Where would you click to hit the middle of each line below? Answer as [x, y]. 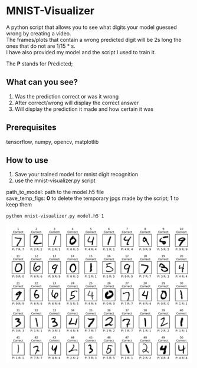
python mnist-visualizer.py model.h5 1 [55, 216]
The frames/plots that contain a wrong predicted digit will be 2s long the [94, 40]
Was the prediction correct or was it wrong [67, 96]
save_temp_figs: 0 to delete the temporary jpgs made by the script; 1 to [92, 198]
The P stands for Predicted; [40, 64]
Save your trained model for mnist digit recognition [76, 175]
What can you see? [42, 82]
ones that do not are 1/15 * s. [41, 46]
